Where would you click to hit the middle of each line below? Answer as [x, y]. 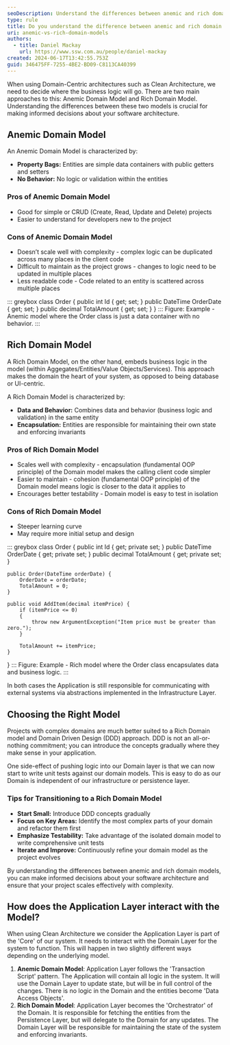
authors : [20, 39]
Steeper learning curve [49, 526]
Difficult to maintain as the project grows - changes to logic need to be [117, 267]
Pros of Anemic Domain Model [59, 197]
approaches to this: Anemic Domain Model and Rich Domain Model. [102, 98]
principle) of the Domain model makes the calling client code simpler [114, 472]
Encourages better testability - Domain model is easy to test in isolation [117, 494]
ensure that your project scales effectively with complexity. [90, 885]
